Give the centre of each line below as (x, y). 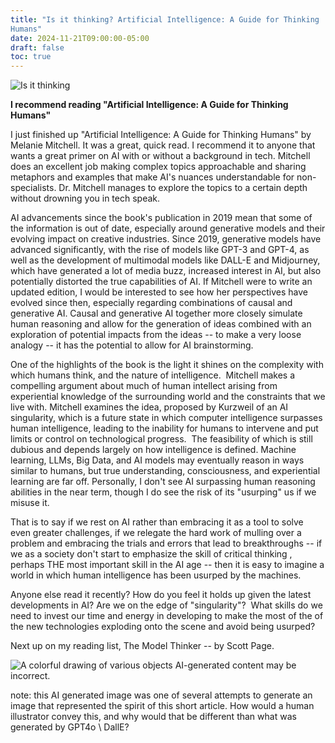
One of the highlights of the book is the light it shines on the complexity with (167, 365)
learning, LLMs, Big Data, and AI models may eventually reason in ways (157, 460)
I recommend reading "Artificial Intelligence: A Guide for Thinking (149, 105)
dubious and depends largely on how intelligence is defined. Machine (153, 450)
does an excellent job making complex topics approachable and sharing (158, 167)
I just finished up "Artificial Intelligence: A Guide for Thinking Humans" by (161, 135)
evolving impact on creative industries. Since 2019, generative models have (166, 239)
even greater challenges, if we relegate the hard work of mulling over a (156, 533)
